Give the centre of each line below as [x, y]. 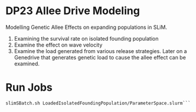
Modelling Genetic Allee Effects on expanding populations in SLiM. [86, 27]
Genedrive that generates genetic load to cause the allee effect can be [100, 57]
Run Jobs [29, 88]
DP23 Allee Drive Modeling [73, 11]
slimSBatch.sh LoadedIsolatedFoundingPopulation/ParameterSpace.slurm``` [98, 103]
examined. [27, 64]
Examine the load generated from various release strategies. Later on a [100, 51]
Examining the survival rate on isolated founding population [86, 38]
